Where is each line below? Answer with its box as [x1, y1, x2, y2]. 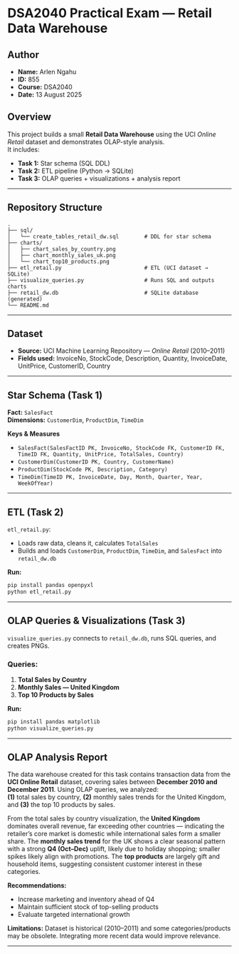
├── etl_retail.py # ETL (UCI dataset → [7, 264, 208, 271]
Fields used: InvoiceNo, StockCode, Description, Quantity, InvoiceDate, [17, 354, 228, 363]
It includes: [7, 145, 40, 154]
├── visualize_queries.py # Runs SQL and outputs [7, 276, 215, 283]
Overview [7, 111, 52, 123]
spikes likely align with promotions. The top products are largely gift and [7, 852, 221, 861]
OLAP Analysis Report [7, 751, 108, 763]
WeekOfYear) [17, 480, 53, 487]
